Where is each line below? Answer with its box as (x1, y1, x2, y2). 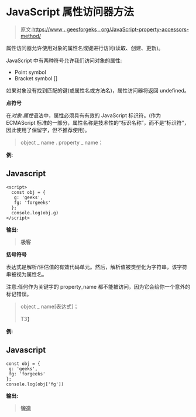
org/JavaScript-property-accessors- (101, 26, 189, 33)
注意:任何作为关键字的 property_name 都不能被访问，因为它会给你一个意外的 (6, 283, 191, 290)
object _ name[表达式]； (20, 303, 79, 310)
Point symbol (14, 69, 47, 76)
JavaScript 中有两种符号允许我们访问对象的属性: (6, 57, 122, 64)
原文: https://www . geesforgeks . (20, 26, 100, 33)
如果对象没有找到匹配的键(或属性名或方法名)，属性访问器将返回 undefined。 (6, 87, 190, 94)
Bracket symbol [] (14, 74, 58, 82)
